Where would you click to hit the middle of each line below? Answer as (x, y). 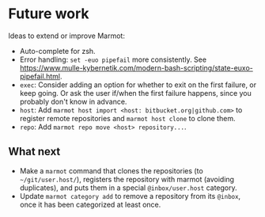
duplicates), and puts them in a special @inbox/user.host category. (128, 188)
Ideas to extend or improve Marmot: (66, 36)
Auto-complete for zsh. (58, 51)
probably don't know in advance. (73, 101)
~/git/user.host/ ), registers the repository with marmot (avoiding (127, 179)
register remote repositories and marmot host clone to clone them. (127, 118)
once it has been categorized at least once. (90, 204)
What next (34, 152)
